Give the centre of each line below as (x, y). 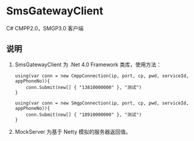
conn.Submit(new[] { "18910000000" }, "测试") (84, 115)
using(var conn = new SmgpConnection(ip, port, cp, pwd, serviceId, (102, 103)
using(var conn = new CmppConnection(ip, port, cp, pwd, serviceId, (102, 76)
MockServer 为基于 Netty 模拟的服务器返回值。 (73, 131)
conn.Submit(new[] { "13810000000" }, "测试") (84, 87)
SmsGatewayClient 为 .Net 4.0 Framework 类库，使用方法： (88, 65)
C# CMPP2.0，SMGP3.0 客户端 (45, 28)
